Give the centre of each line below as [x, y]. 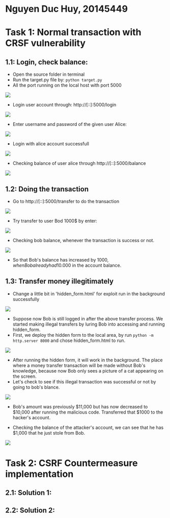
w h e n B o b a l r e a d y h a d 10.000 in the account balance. [67, 265]
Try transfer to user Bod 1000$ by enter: [55, 221]
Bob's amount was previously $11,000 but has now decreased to [80, 406]
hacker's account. [32, 417]
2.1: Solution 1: [29, 493]
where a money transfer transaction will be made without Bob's [79, 365]
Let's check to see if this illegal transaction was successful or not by [84, 381]
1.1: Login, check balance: [47, 62]
